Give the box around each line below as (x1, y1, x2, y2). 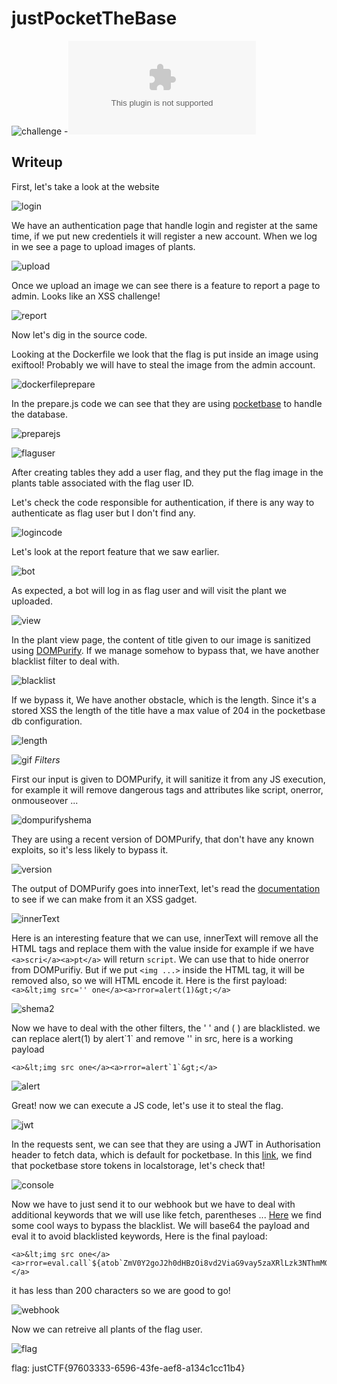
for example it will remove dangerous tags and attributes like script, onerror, (11, 783, 324, 796)
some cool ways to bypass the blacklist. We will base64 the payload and (11, 1219, 310, 1231)
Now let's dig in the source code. (11, 328, 148, 341)
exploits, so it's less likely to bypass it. (11, 843, 169, 856)
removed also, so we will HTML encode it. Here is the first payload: (11, 974, 288, 986)
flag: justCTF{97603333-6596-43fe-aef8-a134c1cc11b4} (11, 1362, 246, 1374)
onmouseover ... (11, 794, 79, 806)
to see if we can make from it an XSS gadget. (11, 893, 198, 905)
